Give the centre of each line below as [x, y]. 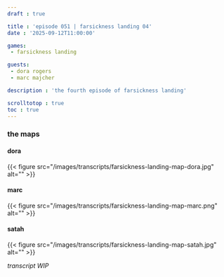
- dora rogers [31, 72]
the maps [24, 134]
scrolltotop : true [36, 103]
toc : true [23, 109]
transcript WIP [28, 265]
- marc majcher [32, 78]
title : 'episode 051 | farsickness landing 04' [80, 26]
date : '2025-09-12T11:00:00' [52, 33]
